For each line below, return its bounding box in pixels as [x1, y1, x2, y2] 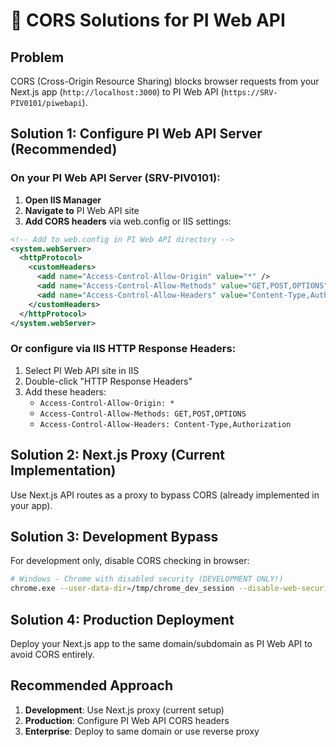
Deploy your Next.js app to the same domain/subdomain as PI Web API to [10, 637, 313, 649]
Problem [10, 49, 65, 66]
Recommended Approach [10, 677, 174, 694]
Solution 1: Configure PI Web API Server [10, 125, 263, 143]
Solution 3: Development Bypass [10, 528, 219, 545]
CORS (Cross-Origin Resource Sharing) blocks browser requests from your [10, 75, 320, 87]
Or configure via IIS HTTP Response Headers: [10, 342, 237, 356]
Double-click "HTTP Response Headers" [24, 375, 193, 387]
